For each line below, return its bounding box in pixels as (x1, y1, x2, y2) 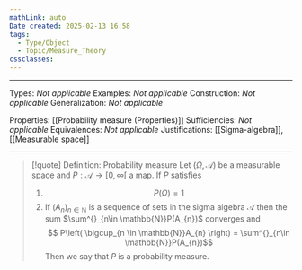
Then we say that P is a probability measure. (44, 250, 209, 261)
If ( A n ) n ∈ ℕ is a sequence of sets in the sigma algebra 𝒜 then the (44, 202, 288, 214)
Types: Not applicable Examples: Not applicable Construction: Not (9, 88, 256, 99)
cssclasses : (9, 55, 54, 64)
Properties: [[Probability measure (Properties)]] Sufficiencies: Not (9, 115, 253, 126)
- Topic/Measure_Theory (17, 47, 106, 56)
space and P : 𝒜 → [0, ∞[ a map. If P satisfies (31, 170, 202, 180)
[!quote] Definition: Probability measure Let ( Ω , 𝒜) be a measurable (31, 160, 280, 170)
